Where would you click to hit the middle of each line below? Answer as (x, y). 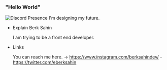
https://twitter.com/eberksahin (44, 62)
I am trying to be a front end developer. (54, 38)
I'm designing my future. (74, 18)
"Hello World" (23, 7)
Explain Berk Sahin (32, 28)
